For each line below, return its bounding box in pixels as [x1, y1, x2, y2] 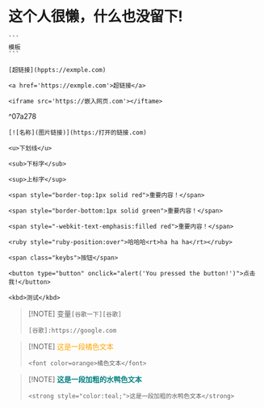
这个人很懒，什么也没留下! [8, 7, 183, 26]
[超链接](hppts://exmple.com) [8, 65, 107, 74]
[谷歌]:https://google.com [27, 326, 117, 334]
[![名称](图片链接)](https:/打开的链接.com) [8, 128, 147, 137]
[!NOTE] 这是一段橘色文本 [27, 341, 115, 351]
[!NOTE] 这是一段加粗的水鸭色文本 [27, 374, 143, 384]
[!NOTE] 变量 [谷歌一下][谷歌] [27, 309, 123, 318]
